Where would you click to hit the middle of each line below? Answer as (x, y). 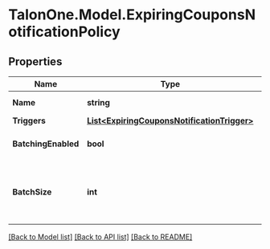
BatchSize (32, 192)
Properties (35, 61)
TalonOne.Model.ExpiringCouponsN (132, 15)
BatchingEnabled (46, 144)
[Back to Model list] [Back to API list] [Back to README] (100, 237)
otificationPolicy (64, 32)
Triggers (29, 120)
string (99, 102)
